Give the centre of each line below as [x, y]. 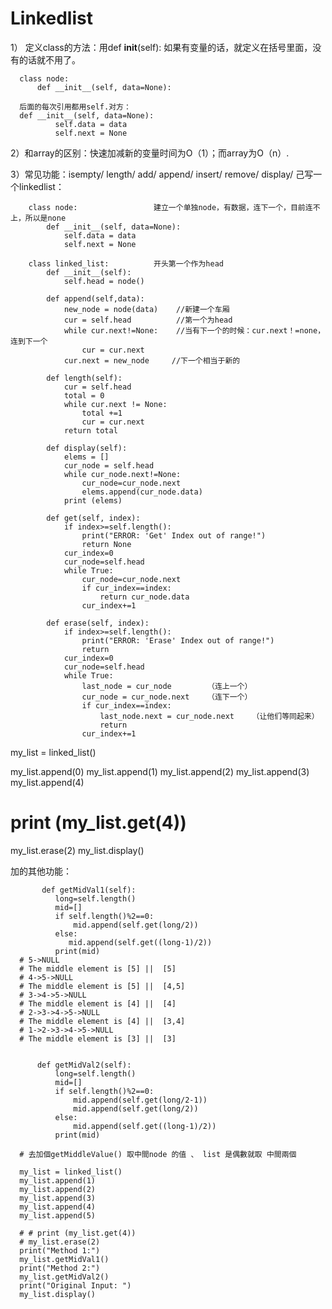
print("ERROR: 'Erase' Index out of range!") [178, 640]
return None [106, 544]
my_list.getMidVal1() [64, 1259]
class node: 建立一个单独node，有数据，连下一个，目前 [167, 207]
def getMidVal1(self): [89, 890]
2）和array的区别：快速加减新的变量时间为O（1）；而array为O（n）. [150, 153]
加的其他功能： [41, 871]
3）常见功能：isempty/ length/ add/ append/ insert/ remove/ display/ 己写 [162, 174]
